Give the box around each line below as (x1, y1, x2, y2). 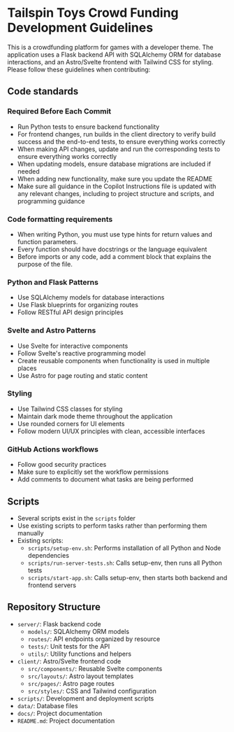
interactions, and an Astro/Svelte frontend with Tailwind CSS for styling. (7, 57, 214, 66)
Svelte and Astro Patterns (7, 325, 96, 335)
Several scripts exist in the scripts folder (17, 514, 136, 522)
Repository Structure (7, 601, 101, 613)
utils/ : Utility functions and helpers (27, 649, 131, 658)
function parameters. (17, 237, 78, 246)
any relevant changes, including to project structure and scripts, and (17, 189, 214, 197)
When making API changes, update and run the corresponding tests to (17, 145, 221, 153)
